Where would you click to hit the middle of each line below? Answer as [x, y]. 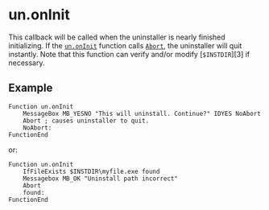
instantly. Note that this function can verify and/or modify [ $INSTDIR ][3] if [129, 54]
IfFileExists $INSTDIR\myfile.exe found [91, 171]
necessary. [27, 63]
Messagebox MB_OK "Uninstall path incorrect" [101, 179]
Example [31, 88]
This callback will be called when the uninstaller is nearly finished [117, 37]
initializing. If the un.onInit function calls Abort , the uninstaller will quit [125, 45]
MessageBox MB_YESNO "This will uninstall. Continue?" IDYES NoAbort [142, 113]
